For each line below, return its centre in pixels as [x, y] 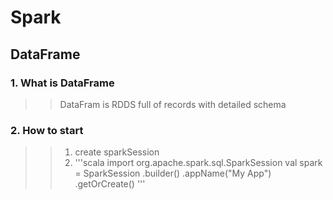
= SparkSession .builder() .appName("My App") [173, 173]
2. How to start [47, 130]
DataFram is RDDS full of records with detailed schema [173, 104]
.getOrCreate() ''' [110, 184]
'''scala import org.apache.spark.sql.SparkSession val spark [198, 163]
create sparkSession [117, 152]
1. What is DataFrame [62, 83]
